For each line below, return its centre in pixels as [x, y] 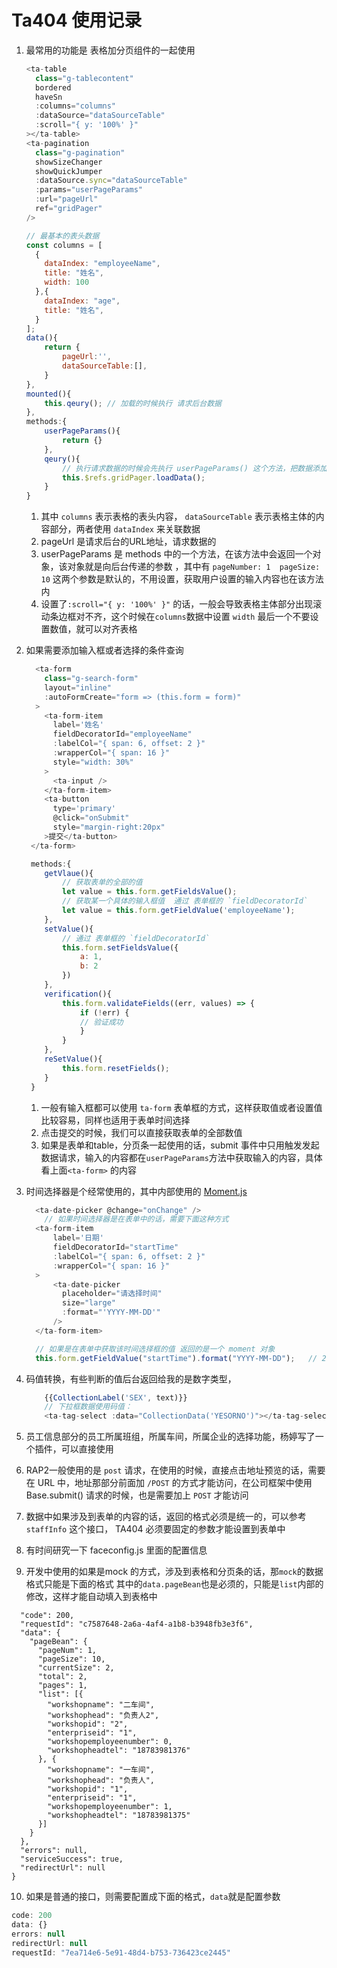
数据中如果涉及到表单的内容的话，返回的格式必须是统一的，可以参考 [166, 1517]
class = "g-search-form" [91, 679]
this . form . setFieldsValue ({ [120, 947]
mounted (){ [48, 394]
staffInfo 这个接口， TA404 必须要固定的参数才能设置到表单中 [155, 1529]
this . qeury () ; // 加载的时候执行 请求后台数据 [133, 403]
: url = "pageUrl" [67, 199]
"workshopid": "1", [88, 1789]
